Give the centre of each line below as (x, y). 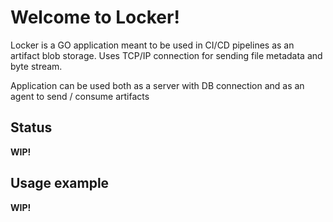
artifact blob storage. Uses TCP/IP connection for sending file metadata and (166, 55)
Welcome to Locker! (95, 17)
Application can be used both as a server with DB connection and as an (157, 85)
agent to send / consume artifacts (80, 96)
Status (31, 127)
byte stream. (36, 66)
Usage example (60, 183)
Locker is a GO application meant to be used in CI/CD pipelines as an (152, 45)
